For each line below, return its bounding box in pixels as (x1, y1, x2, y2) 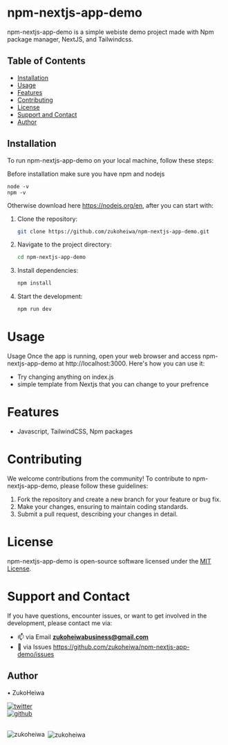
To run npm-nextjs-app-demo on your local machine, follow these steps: (7, 156, 214, 164)
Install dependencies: (17, 267, 79, 275)
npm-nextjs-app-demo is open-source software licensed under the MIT (7, 557, 211, 565)
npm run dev (17, 306, 52, 313)
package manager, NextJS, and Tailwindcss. (7, 35, 133, 43)
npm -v (7, 189, 26, 196)
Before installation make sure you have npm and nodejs (7, 170, 165, 178)
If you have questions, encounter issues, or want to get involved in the (7, 611, 207, 620)
